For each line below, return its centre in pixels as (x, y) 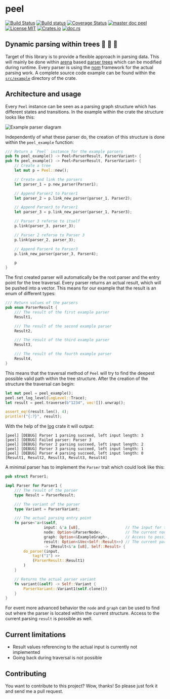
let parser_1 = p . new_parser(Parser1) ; (56, 184)
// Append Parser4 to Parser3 (46, 249)
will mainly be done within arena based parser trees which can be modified (83, 62)
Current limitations (35, 635)
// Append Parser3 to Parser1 (46, 207)
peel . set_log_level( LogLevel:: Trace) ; (46, 398)
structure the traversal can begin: (40, 384)
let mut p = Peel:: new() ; (42, 171)
